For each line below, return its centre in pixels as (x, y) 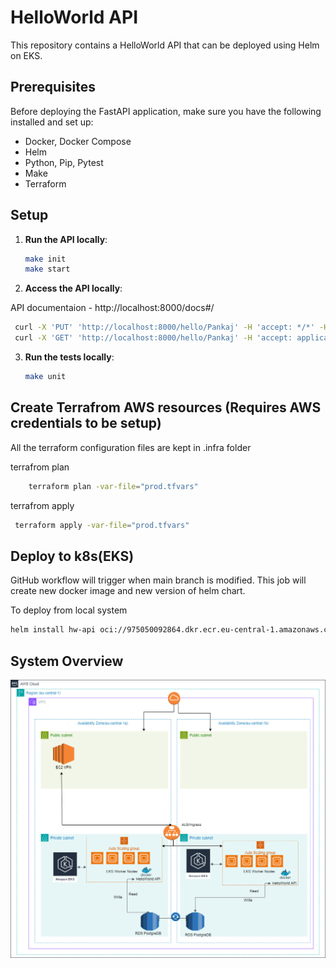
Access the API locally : (73, 288)
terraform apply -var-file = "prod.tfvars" (102, 525)
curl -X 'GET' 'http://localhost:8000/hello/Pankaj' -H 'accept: (153, 338)
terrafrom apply (42, 505)
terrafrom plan (40, 467)
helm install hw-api (53, 630)
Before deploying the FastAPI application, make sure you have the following (166, 111)
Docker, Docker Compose (78, 141)
